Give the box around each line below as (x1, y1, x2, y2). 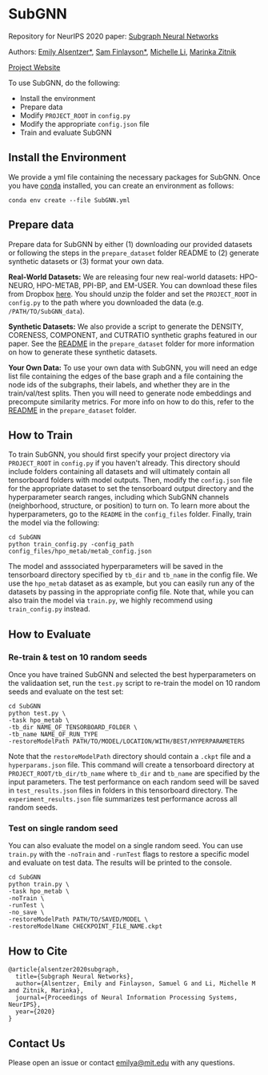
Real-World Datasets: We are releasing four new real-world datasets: (8, 272, 238, 282)
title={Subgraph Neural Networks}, (15, 972, 134, 981)
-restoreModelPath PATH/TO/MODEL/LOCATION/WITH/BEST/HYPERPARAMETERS (8, 737, 246, 746)
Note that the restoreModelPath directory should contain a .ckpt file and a (8, 752, 251, 761)
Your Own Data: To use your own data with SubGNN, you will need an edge (8, 363, 258, 372)
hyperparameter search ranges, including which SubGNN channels (8, 493, 230, 502)
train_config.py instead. (8, 604, 90, 614)
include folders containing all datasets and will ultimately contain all (8, 467, 230, 477)
